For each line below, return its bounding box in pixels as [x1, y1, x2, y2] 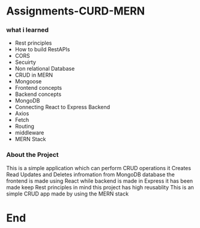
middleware [14, 129, 44, 136]
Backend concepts [14, 90, 62, 98]
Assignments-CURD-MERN [6, 4, 145, 18]
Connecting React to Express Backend [14, 104, 111, 111]
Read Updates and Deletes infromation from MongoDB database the [6, 171, 175, 178]
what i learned [6, 26, 49, 34]
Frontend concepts [14, 84, 62, 92]
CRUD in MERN [14, 71, 53, 79]
